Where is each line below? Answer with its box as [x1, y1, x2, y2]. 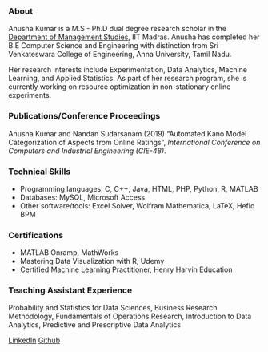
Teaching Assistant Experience [8, 285, 133, 296]
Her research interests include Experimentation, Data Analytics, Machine [8, 65, 248, 75]
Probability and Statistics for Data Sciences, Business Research [8, 303, 218, 313]
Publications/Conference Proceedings [8, 111, 161, 122]
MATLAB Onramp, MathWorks [19, 248, 119, 257]
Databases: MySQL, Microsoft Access [19, 192, 146, 202]
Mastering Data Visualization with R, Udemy [19, 257, 165, 266]
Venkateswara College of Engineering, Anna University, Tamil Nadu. [8, 50, 232, 59]
